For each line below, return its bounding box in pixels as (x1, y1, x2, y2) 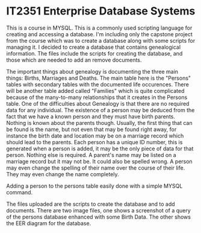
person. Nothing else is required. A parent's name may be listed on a (6, 151, 176, 158)
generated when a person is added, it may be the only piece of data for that (6, 145, 194, 152)
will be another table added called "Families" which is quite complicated (6, 87, 185, 94)
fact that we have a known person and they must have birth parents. (6, 113, 176, 120)
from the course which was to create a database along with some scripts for (6, 37, 196, 44)
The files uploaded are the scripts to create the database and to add (6, 200, 176, 208)
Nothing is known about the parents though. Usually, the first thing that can (6, 119, 193, 126)
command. (6, 188, 33, 196)
